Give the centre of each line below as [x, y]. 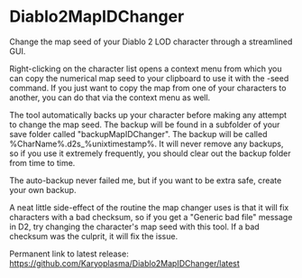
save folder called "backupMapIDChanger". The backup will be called [138, 134]
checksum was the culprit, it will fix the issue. [94, 236]
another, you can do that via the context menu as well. [110, 97]
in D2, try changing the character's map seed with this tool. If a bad [134, 227]
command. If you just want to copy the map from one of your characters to [148, 88]
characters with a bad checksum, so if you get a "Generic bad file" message [151, 217]
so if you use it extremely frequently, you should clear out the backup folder [150, 153]
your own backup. [43, 190]
